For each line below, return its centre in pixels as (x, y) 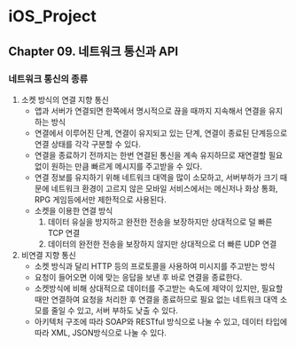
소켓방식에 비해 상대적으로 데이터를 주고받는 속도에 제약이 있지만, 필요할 (159, 288)
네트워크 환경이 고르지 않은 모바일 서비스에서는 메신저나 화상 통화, (164, 188)
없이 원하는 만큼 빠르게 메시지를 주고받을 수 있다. (118, 166)
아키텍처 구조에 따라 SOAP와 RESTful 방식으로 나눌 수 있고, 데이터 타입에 (161, 321)
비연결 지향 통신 (48, 255)
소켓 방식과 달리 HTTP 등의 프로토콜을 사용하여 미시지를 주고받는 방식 (155, 266)
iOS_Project (52, 16)
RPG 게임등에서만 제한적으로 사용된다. (101, 199)
